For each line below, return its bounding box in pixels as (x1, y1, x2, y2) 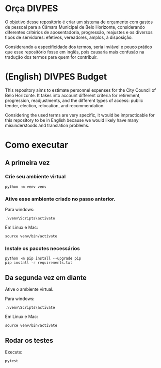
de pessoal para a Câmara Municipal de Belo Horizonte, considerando (5, 24, 145, 30)
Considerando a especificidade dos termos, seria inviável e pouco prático (5, 44, 153, 50)
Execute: (5, 349, 23, 355)
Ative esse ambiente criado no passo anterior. (5, 195, 115, 202)
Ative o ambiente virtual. (5, 286, 54, 292)
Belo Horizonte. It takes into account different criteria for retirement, (5, 92, 141, 98)
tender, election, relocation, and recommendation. (5, 102, 105, 108)
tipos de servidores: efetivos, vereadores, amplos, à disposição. (5, 34, 133, 40)
